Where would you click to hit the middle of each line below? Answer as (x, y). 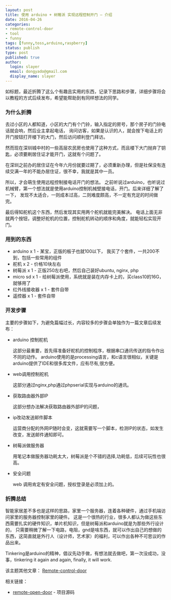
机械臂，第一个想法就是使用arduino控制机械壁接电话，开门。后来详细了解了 (84, 188)
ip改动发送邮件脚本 (32, 417)
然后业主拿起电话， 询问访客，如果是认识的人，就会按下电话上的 (95, 131)
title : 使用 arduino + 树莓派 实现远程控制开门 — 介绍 (59, 15)
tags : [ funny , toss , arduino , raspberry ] (46, 43)
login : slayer (25, 67)
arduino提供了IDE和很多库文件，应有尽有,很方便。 (65, 363)
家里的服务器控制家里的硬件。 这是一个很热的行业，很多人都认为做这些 (84, 517)
